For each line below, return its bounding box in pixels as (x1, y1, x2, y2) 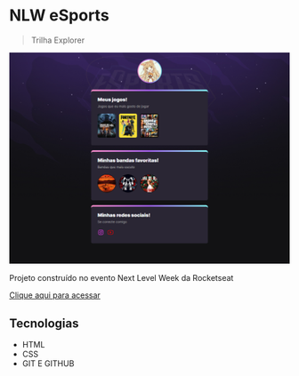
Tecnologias (9, 316, 79, 331)
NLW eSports (9, 5, 109, 26)
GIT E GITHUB (21, 358, 75, 369)
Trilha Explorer (30, 35, 85, 45)
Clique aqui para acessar (9, 290, 101, 300)
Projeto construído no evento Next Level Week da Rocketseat (9, 273, 234, 284)
